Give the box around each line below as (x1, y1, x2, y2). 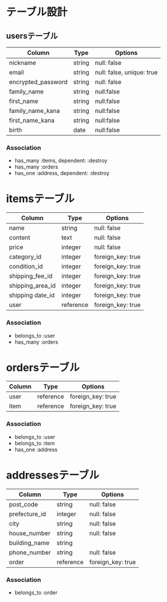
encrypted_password (9, 78, 68, 86)
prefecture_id (9, 510, 46, 518)
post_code (9, 500, 38, 509)
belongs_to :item (14, 439, 55, 446)
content (9, 234, 31, 242)
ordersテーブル (6, 361, 80, 374)
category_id (9, 253, 42, 261)
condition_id (9, 263, 43, 271)
